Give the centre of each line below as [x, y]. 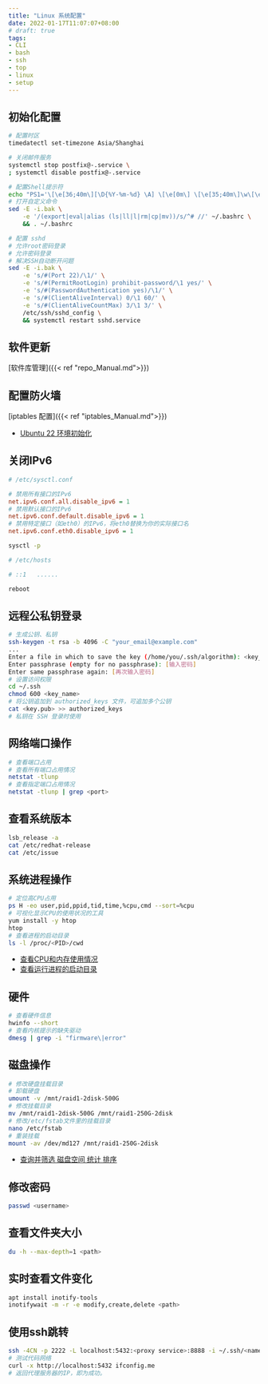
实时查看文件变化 [50, 1279]
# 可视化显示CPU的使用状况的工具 [56, 913]
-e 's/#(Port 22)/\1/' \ [64, 276]
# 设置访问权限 [30, 679]
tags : [17, 38]
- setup [21, 82]
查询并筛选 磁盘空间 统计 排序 [68, 1159]
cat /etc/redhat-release [49, 845]
